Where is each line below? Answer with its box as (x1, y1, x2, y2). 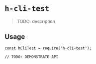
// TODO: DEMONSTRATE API (4, 54, 58, 59)
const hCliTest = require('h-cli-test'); (4, 46, 92, 51)
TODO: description (16, 18, 56, 24)
